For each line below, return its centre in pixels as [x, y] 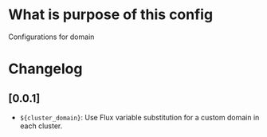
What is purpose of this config [111, 15]
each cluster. [41, 126]
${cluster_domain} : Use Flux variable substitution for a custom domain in [139, 117]
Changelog [45, 69]
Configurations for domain [51, 37]
